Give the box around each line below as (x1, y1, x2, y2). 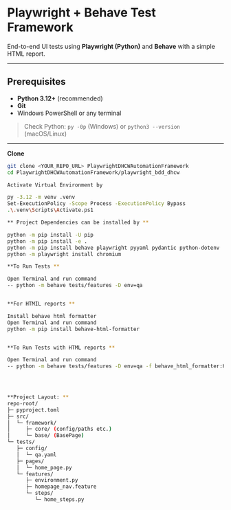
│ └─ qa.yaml (16, 451, 57, 458)
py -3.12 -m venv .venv (7, 194, 76, 201)
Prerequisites (7, 76, 66, 87)
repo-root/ (7, 400, 38, 407)
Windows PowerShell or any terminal (16, 109, 122, 117)
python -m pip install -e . (7, 237, 88, 245)
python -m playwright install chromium (7, 251, 122, 257)
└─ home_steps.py (34, 496, 85, 503)
